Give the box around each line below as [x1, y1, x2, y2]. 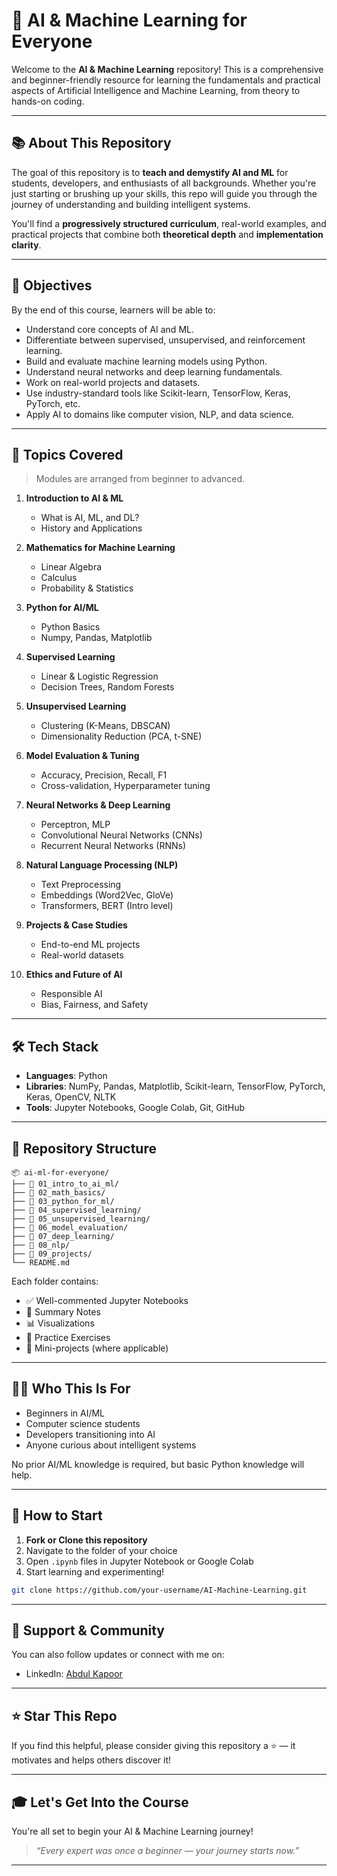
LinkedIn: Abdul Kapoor [25, 1668, 123, 1680]
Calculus [40, 572, 78, 584]
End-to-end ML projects [40, 939, 141, 951]
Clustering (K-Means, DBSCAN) [40, 720, 171, 732]
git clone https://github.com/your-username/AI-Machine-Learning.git [11, 1585, 308, 1595]
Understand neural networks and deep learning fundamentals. [25, 365, 283, 378]
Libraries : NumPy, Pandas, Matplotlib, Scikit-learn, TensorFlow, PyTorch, [25, 1080, 326, 1093]
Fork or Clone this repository [25, 1534, 148, 1546]
